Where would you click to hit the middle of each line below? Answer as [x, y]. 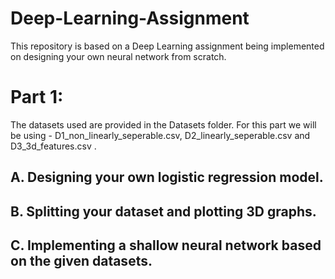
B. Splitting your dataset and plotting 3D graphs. [163, 211]
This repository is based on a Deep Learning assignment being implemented [167, 46]
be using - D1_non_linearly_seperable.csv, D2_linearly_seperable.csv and [160, 135]
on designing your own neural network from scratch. [118, 56]
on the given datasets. [81, 261]
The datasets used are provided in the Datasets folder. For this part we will [163, 124]
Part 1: [37, 97]
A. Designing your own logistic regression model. [167, 177]
